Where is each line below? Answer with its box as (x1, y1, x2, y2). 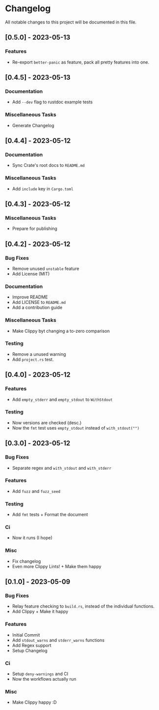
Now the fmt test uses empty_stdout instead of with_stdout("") (12, 425, 139, 431)
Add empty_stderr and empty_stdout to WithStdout (12, 396, 113, 402)
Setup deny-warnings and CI (12, 671, 68, 677)
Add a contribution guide (12, 304, 63, 311)
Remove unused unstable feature (12, 265, 79, 272)
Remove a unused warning (12, 351, 66, 357)
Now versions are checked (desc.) (12, 419, 82, 426)
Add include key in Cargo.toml (12, 185, 73, 191)
